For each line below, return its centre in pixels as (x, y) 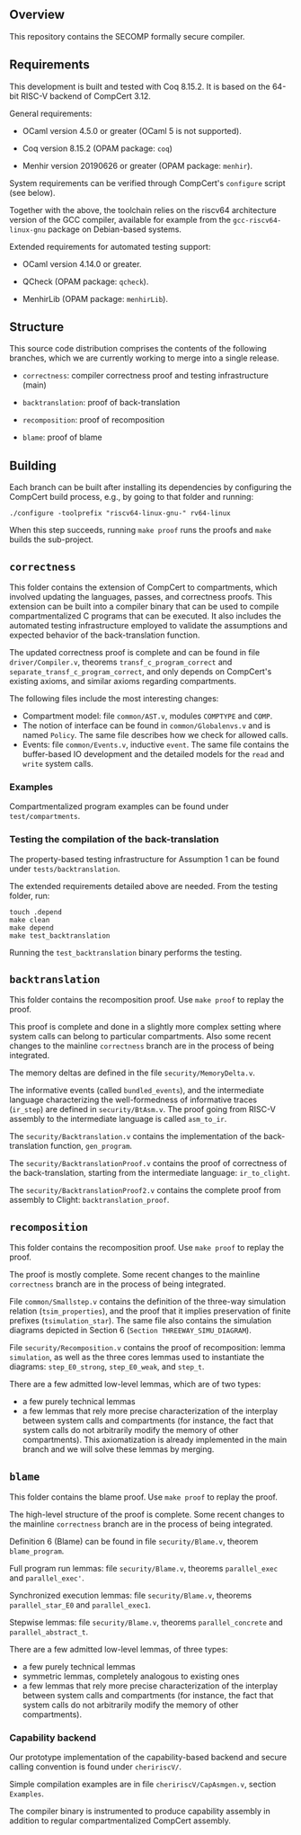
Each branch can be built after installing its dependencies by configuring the (150, 487)
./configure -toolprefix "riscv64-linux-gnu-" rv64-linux (120, 513)
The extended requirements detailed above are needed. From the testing (144, 886)
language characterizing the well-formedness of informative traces (133, 1100)
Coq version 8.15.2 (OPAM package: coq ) (97, 148)
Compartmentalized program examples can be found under (119, 806)
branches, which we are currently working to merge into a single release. (145, 358)
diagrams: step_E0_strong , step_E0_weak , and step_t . (107, 1367)
